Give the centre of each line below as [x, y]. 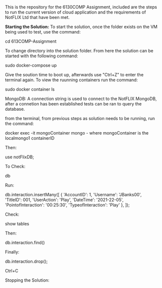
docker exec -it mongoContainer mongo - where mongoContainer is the [77, 133]
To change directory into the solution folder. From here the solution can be [79, 51]
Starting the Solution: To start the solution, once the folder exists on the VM [81, 27]
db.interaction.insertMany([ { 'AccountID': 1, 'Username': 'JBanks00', [73, 195]
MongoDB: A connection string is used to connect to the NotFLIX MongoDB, [81, 99]
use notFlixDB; [20, 157]
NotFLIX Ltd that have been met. [37, 17]
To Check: [15, 166]
